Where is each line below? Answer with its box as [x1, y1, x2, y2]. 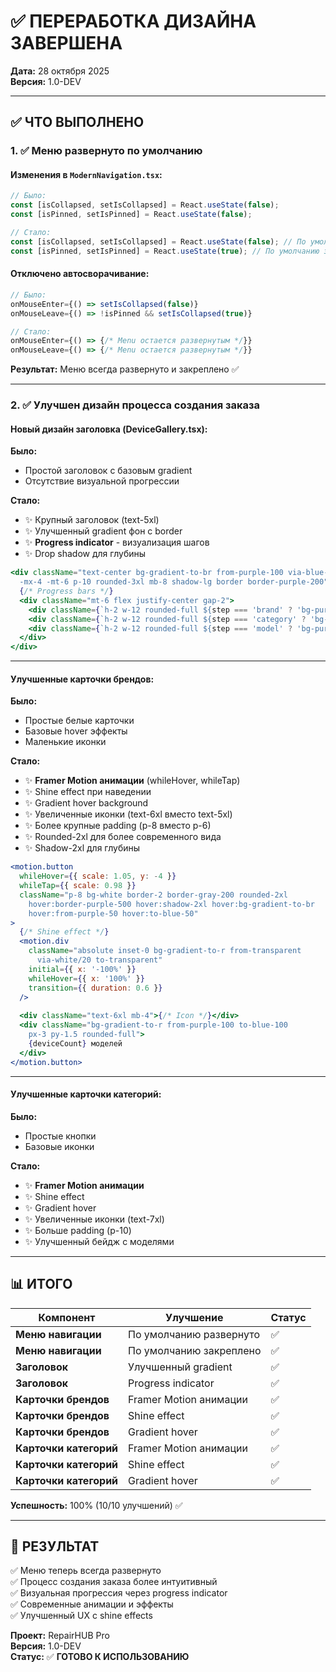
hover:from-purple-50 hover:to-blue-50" [28, 908, 199, 919]
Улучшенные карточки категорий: [10, 1088, 162, 1100]
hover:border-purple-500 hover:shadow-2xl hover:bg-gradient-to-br [28, 899, 315, 909]
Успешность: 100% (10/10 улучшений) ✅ [10, 1499, 183, 1511]
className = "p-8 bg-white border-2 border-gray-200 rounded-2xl [19, 890, 288, 900]
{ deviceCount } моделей [28, 1038, 123, 1049]
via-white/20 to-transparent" [36, 955, 163, 965]
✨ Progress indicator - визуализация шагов [24, 536, 210, 549]
